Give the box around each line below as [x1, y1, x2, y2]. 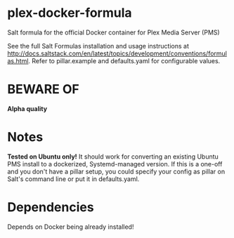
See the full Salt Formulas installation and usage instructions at [7, 41, 190, 50]
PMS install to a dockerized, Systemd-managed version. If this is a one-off [7, 159, 223, 168]
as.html [7, 56, 29, 65]
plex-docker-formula [7, 5, 132, 21]
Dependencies [7, 199, 94, 215]
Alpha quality [7, 104, 48, 113]
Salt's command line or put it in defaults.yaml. [7, 174, 140, 183]
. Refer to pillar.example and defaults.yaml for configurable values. [27, 56, 221, 65]
